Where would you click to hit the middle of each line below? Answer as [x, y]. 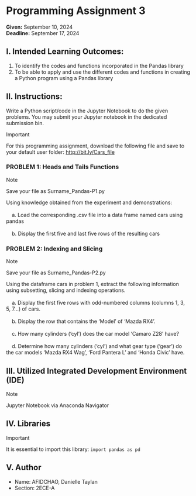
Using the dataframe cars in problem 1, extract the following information [93, 284]
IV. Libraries [28, 424]
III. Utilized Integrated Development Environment [97, 371]
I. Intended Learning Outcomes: [65, 52]
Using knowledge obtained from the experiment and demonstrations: [89, 202]
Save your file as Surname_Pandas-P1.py [56, 191]
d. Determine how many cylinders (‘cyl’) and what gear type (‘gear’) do [97, 346]
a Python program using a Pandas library [64, 78]
